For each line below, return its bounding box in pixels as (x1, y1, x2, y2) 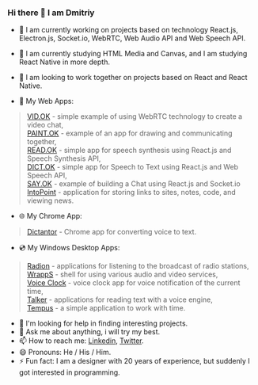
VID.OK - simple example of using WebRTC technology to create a (26, 112, 243, 121)
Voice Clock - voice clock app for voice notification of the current (26, 278, 241, 288)
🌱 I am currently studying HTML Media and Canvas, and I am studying (18, 49, 248, 59)
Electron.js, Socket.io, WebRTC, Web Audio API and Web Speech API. (18, 33, 246, 43)
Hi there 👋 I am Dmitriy (7, 7, 95, 18)
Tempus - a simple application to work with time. (26, 303, 186, 313)
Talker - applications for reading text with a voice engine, (26, 295, 213, 304)
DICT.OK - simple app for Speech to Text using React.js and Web (26, 162, 239, 172)
